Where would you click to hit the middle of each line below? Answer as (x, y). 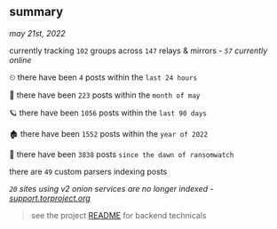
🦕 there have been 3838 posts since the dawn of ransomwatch (122, 154)
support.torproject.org (50, 198)
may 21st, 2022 (38, 33)
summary (36, 12)
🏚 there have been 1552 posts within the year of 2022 (109, 133)
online (20, 59)
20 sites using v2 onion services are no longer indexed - (111, 188)
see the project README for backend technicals (119, 215)
